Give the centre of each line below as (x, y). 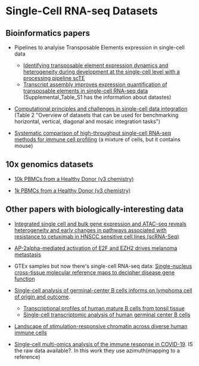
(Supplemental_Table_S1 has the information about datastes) (97, 97)
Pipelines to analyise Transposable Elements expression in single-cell (99, 47)
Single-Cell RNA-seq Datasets (82, 11)
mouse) (24, 146)
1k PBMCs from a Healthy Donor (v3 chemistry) (72, 190)
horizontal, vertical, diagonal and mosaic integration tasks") (87, 121)
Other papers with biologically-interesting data (95, 210)
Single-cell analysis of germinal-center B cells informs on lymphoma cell (103, 290)
